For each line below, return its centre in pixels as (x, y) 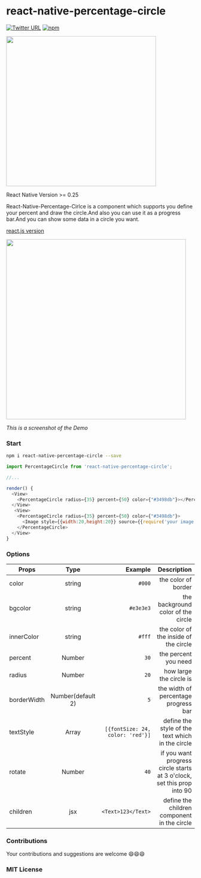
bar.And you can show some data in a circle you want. (73, 219)
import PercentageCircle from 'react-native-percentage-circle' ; (89, 467)
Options (18, 554)
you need (179, 661)
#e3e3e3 (140, 608)
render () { (20, 488)
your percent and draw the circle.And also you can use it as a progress (93, 213)
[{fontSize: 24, (128, 729)
